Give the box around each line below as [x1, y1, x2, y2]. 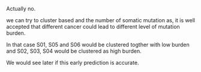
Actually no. [6, 5, 36, 12]
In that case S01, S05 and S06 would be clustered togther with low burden [6, 41, 190, 48]
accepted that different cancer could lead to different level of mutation [6, 23, 180, 30]
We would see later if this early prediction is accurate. [6, 59, 139, 66]
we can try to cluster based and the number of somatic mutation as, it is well [6, 17, 195, 23]
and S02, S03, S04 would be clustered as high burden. [6, 47, 142, 55]
